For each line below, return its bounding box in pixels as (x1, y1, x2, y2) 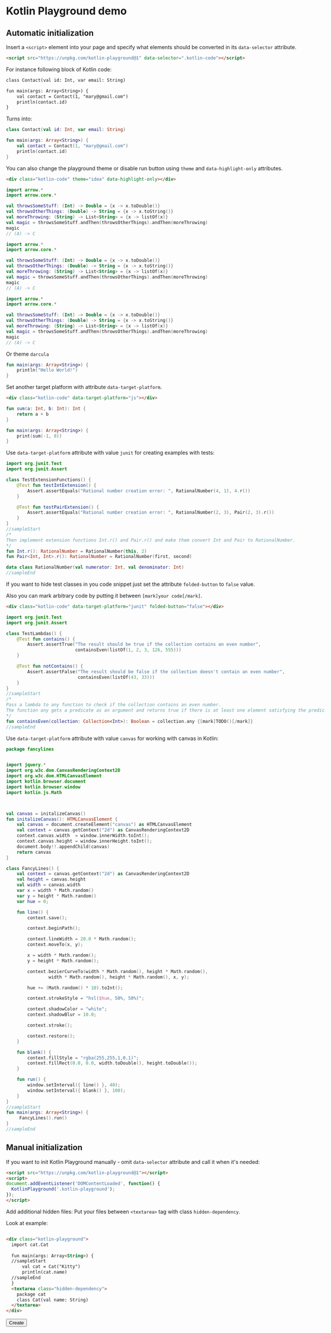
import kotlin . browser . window (6, 784, 81, 790)
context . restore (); (27, 1033, 76, 1039)
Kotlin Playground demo (6, 4, 127, 18)
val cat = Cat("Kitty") (21, 1264, 81, 1270)
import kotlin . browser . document (6, 779, 86, 785)
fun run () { (16, 1077, 46, 1083)
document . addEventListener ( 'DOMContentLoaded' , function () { (6, 1181, 161, 1187)
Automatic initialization (6, 28, 94, 38)
